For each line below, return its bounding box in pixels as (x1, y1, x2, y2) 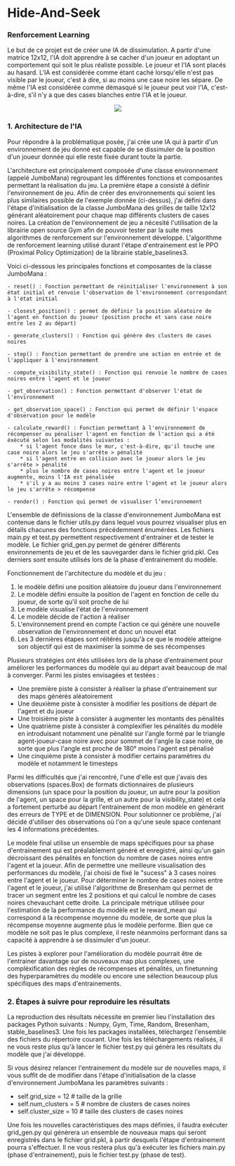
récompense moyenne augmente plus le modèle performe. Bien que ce (7, 921, 213, 929)
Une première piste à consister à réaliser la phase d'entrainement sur (17, 684, 217, 693)
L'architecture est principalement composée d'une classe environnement (7, 166, 219, 174)
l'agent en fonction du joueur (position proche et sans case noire (7, 313, 212, 320)
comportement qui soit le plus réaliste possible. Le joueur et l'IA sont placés (7, 61, 227, 70)
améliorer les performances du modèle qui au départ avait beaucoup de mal (7, 663, 227, 672)
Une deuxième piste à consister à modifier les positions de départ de (17, 699, 217, 708)
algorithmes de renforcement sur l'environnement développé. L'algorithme (7, 233, 222, 242)
